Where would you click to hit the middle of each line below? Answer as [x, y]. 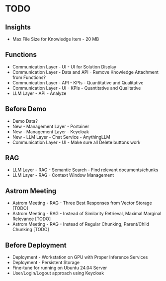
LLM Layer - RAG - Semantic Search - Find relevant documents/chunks [85, 170]
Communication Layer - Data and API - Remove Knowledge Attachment [85, 72]
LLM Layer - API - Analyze [39, 93]
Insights [18, 27]
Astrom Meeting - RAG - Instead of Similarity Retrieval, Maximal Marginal [87, 214]
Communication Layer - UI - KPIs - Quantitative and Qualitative [77, 88]
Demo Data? [25, 121]
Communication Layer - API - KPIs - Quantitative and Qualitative [78, 82]
